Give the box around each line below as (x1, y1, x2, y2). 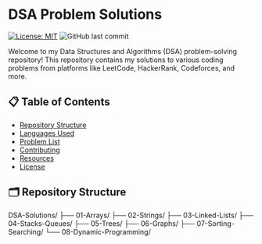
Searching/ (8, 227, 44, 236)
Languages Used (19, 128, 75, 138)
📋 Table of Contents (8, 96, 111, 109)
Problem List (19, 137, 60, 146)
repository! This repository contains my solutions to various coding (8, 55, 224, 64)
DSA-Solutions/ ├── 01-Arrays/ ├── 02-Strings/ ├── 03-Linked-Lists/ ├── (8, 210, 254, 220)
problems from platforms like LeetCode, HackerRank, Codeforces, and (8, 63, 235, 72)
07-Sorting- (196, 218, 235, 228)
